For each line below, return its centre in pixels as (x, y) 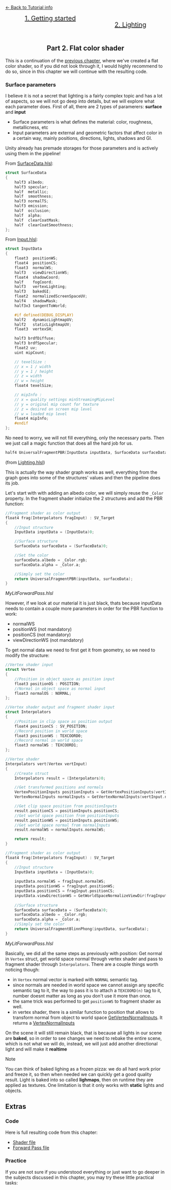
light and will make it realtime (36, 1049)
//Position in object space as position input (65, 679)
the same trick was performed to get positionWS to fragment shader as (87, 1001)
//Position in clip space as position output (64, 721)
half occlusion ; (33, 211)
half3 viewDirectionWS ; (42, 273)
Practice (16, 1161)
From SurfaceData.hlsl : (29, 163)
